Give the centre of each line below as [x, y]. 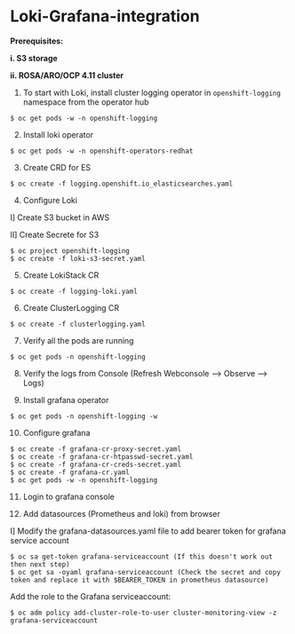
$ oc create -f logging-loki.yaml [74, 291]
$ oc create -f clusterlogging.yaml [78, 324]
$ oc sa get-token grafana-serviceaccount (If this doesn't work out [142, 557]
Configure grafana [56, 432]
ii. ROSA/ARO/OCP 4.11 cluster [67, 75]
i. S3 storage [34, 58]
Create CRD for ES [57, 167]
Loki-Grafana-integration [105, 16]
